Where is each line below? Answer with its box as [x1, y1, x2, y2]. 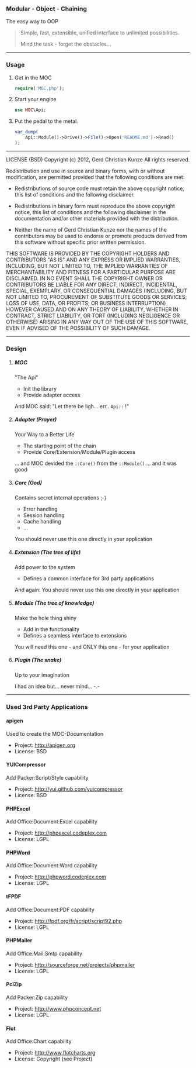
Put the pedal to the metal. [14, 118, 79, 125]
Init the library [23, 385, 57, 392]
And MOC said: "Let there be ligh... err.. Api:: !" [14, 402, 129, 409]
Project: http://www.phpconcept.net [14, 1005, 101, 1012]
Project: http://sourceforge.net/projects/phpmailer [14, 961, 135, 968]
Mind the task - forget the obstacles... [20, 40, 111, 48]
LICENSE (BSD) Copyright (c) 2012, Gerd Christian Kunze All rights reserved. [6, 156, 190, 163]
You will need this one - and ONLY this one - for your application [14, 643, 170, 650]
